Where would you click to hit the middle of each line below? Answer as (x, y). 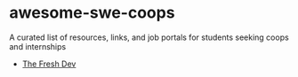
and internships (38, 46)
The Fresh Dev (49, 64)
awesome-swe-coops (92, 13)
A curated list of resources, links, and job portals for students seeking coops (149, 37)
